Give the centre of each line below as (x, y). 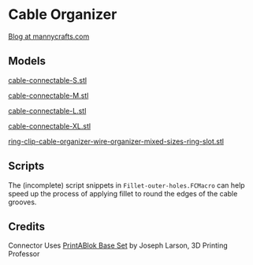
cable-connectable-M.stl (48, 95)
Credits (27, 226)
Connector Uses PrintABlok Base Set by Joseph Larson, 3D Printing (118, 245)
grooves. (22, 202)
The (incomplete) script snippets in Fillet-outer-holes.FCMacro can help (127, 185)
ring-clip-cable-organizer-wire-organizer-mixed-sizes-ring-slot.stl (116, 141)
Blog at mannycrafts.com (49, 36)
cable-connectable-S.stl (48, 80)
